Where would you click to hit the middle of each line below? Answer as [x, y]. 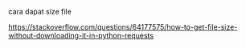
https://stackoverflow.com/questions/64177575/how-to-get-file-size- [123, 27]
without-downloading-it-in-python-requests [81, 36]
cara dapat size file [40, 12]
